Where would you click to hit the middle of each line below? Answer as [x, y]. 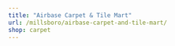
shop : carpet [30, 30]
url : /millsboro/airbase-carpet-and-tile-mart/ [88, 23]
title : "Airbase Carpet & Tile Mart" [70, 15]
